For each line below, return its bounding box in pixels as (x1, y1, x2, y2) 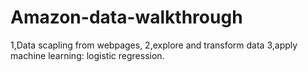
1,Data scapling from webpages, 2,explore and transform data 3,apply (10, 39, 298, 51)
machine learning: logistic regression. (10, 49, 165, 61)
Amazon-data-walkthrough (10, 6, 243, 29)
